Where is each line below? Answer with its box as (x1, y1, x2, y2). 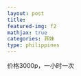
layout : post (7, 10, 45, 17)
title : (7, 16, 26, 23)
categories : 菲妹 (7, 36, 55, 42)
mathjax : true (7, 29, 48, 36)
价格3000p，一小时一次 (7, 62, 74, 69)
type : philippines (7, 42, 60, 49)
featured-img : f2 (7, 23, 57, 29)
